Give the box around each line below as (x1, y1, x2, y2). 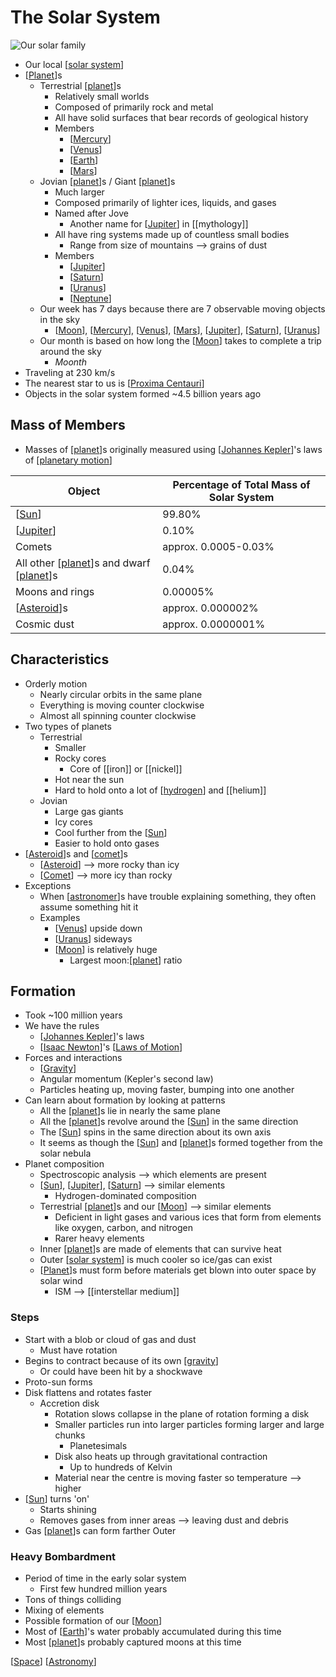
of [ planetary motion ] (24, 454, 113, 466)
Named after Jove (54, 207, 129, 219)
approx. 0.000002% (162, 601, 259, 615)
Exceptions (24, 879, 72, 891)
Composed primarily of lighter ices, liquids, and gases (54, 196, 277, 208)
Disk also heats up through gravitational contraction (54, 1450, 268, 1462)
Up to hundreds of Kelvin (69, 1461, 173, 1473)
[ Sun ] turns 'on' (24, 1492, 90, 1505)
